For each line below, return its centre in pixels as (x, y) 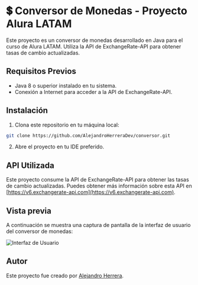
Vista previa (29, 211)
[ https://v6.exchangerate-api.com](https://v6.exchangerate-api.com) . (91, 192)
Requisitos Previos (41, 71)
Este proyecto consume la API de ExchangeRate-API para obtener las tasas (98, 180)
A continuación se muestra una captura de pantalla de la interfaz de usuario (98, 225)
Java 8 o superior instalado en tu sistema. (66, 85)
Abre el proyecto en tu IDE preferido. (59, 147)
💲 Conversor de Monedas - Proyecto (97, 11)
